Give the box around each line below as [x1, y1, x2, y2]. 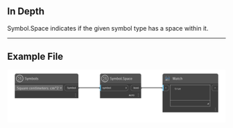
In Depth [7, 6, 45, 17]
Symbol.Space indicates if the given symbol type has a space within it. [7, 24, 209, 32]
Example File [7, 51, 64, 63]
